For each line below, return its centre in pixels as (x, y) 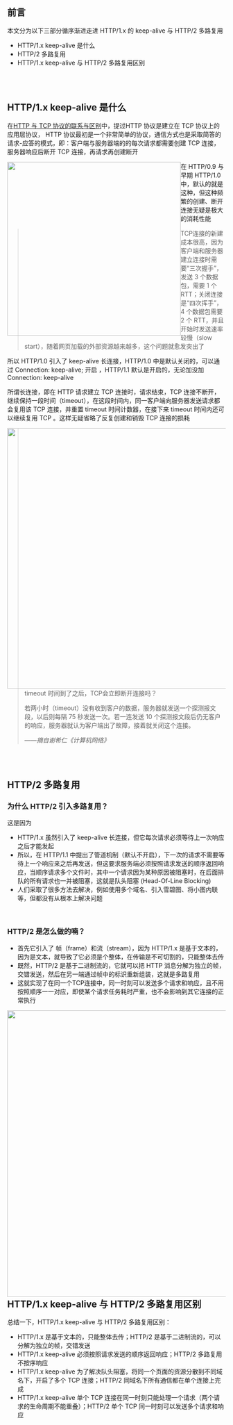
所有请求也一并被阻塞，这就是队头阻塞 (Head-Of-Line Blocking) (120, 881)
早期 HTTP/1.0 (201, 175)
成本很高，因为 (202, 242)
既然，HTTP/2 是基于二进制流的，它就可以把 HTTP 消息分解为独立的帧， (121, 965)
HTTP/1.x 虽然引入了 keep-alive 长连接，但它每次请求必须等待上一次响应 (121, 838)
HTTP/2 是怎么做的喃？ (46, 932)
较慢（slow (197, 337)
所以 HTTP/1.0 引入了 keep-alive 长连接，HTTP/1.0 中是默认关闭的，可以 (111, 361)
